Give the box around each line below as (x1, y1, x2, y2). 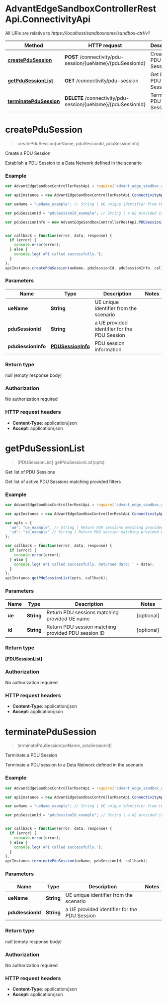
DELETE (64, 94, 84, 101)
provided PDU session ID (46, 629, 105, 636)
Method (24, 42, 43, 49)
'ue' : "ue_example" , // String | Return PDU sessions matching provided (9, 525, 164, 530)
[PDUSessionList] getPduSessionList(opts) (17, 459, 105, 465)
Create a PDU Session (5, 150, 51, 156)
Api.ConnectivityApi (5, 13, 91, 25)
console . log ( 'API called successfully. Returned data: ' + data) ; (14, 562, 155, 567)
